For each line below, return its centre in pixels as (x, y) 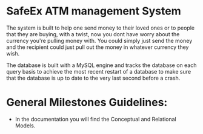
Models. (25, 126)
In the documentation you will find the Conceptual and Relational (96, 119)
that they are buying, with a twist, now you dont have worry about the (93, 34)
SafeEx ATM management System (94, 11)
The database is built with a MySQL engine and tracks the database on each (101, 65)
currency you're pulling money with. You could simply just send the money (99, 40)
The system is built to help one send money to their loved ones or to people (101, 28)
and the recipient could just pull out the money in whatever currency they (98, 47)
